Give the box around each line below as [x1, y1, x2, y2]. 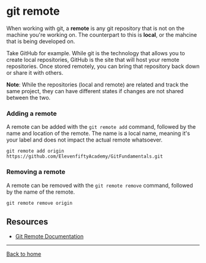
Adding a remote [6, 109, 57, 118]
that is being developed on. [6, 37, 75, 45]
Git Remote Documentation [15, 233, 84, 240]
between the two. [6, 94, 51, 101]
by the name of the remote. [6, 188, 75, 196]
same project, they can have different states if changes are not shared [6, 87, 184, 94]
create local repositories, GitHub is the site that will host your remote [6, 56, 180, 63]
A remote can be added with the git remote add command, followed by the [6, 123, 196, 131]
